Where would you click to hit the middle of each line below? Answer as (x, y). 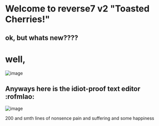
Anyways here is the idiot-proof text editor (73, 89)
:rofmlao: (20, 96)
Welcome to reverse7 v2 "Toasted (77, 9)
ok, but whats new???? (42, 38)
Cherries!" (27, 19)
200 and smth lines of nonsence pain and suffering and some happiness (80, 118)
